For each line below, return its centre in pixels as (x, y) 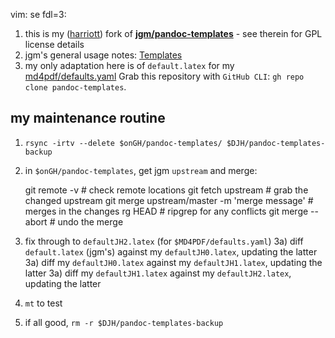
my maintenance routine (88, 118)
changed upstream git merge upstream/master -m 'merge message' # (169, 200)
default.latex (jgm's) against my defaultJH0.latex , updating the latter (171, 251)
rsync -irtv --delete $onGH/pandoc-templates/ (123, 143)
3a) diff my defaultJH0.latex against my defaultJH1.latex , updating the (173, 262)
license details (54, 44)
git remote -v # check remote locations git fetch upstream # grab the (166, 190)
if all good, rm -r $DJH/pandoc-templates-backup (124, 322)
